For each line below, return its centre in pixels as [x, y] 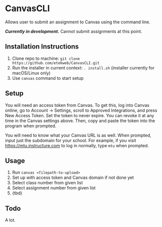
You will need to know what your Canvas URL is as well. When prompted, [78, 135]
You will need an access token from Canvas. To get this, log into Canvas [77, 105]
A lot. [10, 220]
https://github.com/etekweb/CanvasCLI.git [56, 63]
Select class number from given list [47, 183]
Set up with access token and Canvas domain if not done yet [73, 177]
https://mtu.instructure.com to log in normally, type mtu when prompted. [77, 145]
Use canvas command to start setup [48, 78]
